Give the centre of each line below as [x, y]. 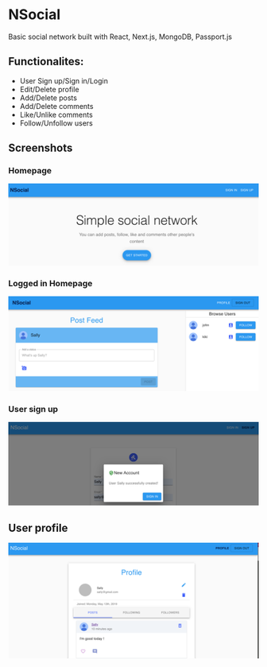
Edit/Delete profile [49, 89]
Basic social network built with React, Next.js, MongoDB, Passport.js [120, 37]
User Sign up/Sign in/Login [64, 80]
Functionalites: [46, 62]
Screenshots [41, 148]
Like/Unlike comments [56, 114]
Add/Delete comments [56, 106]
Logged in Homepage [50, 283]
